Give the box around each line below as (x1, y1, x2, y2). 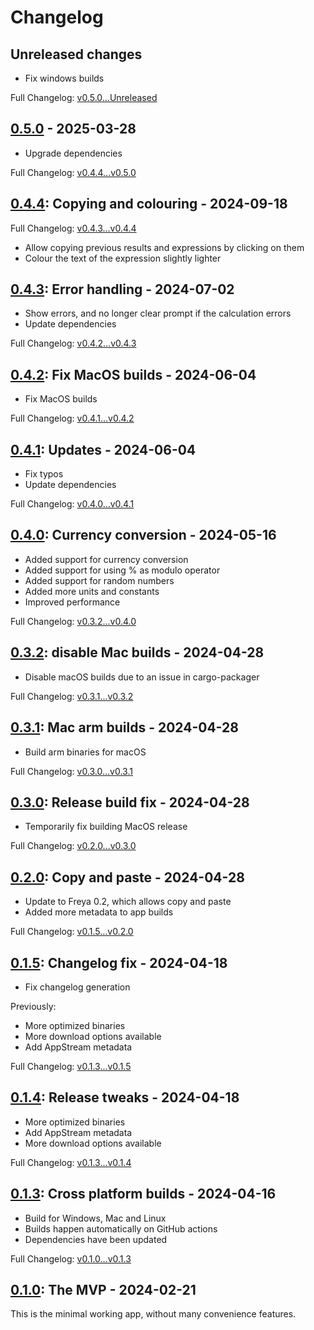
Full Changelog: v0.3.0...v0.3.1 (10, 765, 133, 777)
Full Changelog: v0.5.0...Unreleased (10, 92, 158, 103)
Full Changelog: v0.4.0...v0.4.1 (10, 498, 135, 510)
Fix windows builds (24, 72, 105, 84)
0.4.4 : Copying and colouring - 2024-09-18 (10, 196, 288, 213)
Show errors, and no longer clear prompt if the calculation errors (24, 307, 292, 320)
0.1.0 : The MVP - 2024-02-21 (10, 1281, 197, 1298)
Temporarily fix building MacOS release (24, 821, 188, 833)
